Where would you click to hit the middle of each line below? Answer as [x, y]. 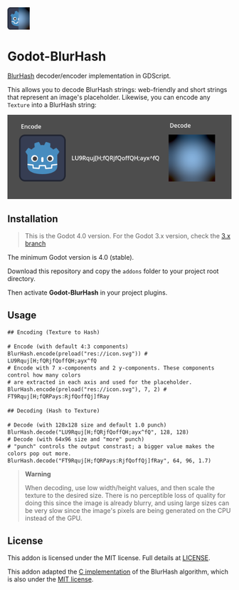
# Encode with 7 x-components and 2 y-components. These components [111, 368]
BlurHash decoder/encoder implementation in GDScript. [89, 76]
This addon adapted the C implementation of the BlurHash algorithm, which [118, 571]
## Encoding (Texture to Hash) [54, 332]
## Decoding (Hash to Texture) [54, 411]
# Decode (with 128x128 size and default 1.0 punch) [87, 425]
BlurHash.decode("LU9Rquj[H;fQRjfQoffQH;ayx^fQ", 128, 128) [99, 432]
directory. [21, 279]
